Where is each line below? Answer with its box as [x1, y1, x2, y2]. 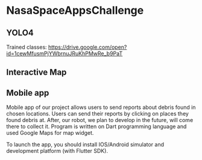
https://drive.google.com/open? [48, 43, 127, 51]
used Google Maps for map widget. [6, 129, 94, 137]
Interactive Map [6, 67, 67, 78]
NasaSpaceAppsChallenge [6, 4, 144, 17]
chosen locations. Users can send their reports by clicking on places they [6, 110, 189, 117]
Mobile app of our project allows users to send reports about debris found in [6, 103, 196, 111]
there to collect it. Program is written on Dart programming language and [6, 123, 187, 130]
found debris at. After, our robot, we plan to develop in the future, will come [6, 117, 194, 124]
